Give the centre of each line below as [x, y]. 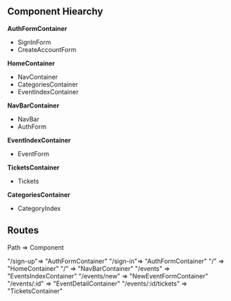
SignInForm [34, 42]
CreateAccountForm [47, 49]
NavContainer [38, 77]
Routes [23, 230]
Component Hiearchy [55, 12]
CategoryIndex [39, 208]
